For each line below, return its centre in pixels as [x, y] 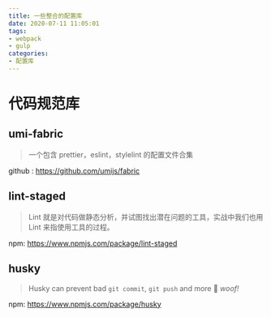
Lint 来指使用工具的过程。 [71, 227]
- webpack [25, 39]
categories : [28, 54]
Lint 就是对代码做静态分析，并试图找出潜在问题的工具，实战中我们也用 [146, 216]
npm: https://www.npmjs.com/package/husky [85, 304]
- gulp [19, 46]
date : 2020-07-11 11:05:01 [54, 24]
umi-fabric [36, 134]
